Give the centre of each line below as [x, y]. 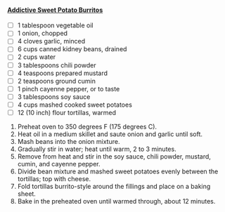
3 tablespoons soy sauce [54, 97]
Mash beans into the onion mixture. [69, 141]
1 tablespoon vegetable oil [55, 25]
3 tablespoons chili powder [57, 65]
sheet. [27, 194]
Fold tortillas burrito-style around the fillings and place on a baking [114, 186]
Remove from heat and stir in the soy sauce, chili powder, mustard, [114, 156]
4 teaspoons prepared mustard [62, 73]
